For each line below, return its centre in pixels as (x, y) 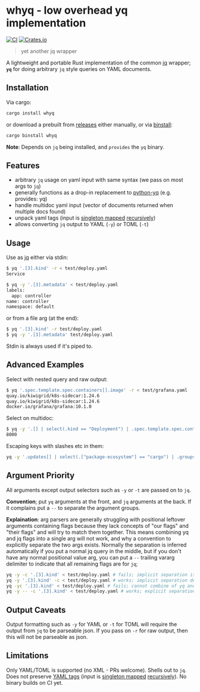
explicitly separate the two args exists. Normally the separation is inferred (96, 545)
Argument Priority (40, 476)
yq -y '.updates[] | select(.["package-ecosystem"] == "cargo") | (90, 457)
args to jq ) (28, 186)
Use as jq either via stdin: (37, 258)
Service (16, 274)
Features (23, 166)
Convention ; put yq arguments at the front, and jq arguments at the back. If (99, 501)
